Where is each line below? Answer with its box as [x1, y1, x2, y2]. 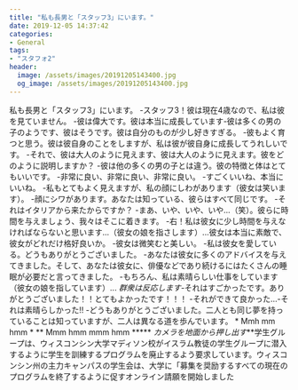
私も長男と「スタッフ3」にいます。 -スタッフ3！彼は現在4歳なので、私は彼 [9, 104, 286, 115]
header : [9, 63, 38, 72]
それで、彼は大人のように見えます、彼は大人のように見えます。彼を [29, 148, 277, 160]
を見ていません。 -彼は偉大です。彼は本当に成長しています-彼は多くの [9, 115, 266, 126]
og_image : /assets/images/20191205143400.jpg [17, 79, 189, 88]
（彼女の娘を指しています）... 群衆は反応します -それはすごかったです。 [9, 282, 270, 293]
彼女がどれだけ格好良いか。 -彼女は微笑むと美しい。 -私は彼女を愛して [9, 237, 270, 249]
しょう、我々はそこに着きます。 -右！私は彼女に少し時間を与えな [47, 215, 286, 227]
